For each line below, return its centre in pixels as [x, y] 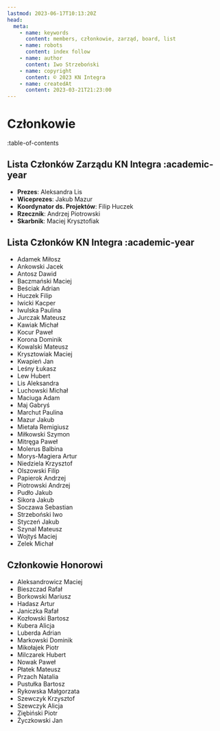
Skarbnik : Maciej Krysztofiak [58, 221]
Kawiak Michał [37, 325]
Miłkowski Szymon [44, 434]
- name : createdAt [46, 84]
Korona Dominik [40, 339]
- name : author [41, 58]
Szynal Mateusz [40, 529]
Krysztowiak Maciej [45, 353]
